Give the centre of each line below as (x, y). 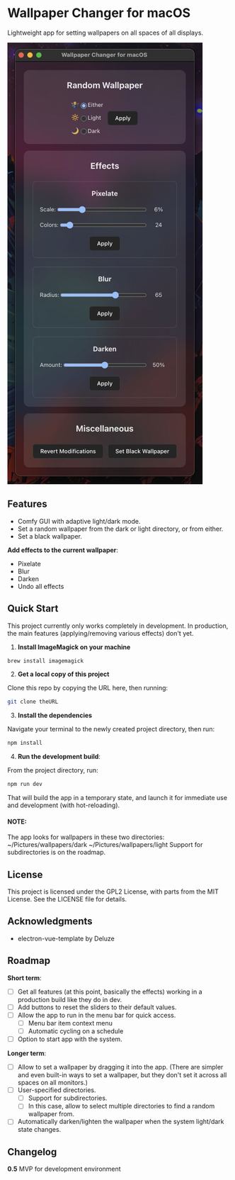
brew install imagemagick (45, 661)
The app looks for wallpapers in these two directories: (86, 837)
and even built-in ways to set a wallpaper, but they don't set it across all (122, 1075)
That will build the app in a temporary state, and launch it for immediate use (117, 798)
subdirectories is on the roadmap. (57, 853)
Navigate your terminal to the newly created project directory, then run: (111, 729)
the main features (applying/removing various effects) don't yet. (101, 633)
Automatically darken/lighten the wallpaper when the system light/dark (121, 1122)
